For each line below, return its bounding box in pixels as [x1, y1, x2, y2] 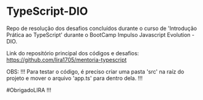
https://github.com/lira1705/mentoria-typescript [6, 56, 127, 63]
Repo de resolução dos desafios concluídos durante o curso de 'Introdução [6, 25, 197, 32]
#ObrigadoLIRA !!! [6, 86, 52, 93]
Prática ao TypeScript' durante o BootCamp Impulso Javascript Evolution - [6, 31, 195, 38]
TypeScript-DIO [6, 4, 88, 18]
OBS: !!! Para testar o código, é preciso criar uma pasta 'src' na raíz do [6, 67, 185, 75]
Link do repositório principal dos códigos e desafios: [6, 49, 139, 56]
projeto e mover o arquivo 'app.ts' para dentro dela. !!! [6, 74, 143, 82]
